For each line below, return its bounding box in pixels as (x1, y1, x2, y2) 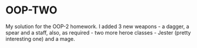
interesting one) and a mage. (5, 35, 75, 42)
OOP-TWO (5, 4, 58, 17)
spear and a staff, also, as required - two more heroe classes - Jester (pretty (5, 29, 191, 36)
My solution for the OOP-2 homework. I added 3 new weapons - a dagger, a (5, 23, 189, 30)
